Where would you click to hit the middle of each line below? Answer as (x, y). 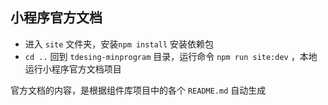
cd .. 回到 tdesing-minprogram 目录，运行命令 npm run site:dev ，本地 (171, 56)
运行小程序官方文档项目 (73, 69)
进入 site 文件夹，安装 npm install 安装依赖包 (119, 44)
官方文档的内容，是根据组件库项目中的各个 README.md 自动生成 (138, 90)
